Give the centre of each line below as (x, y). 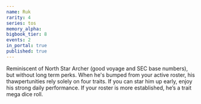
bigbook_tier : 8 (27, 34)
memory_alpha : (24, 29)
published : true (27, 51)
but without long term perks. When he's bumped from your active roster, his (101, 75)
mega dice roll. (25, 94)
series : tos (21, 23)
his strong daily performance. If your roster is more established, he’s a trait (99, 88)
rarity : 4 (19, 18)
